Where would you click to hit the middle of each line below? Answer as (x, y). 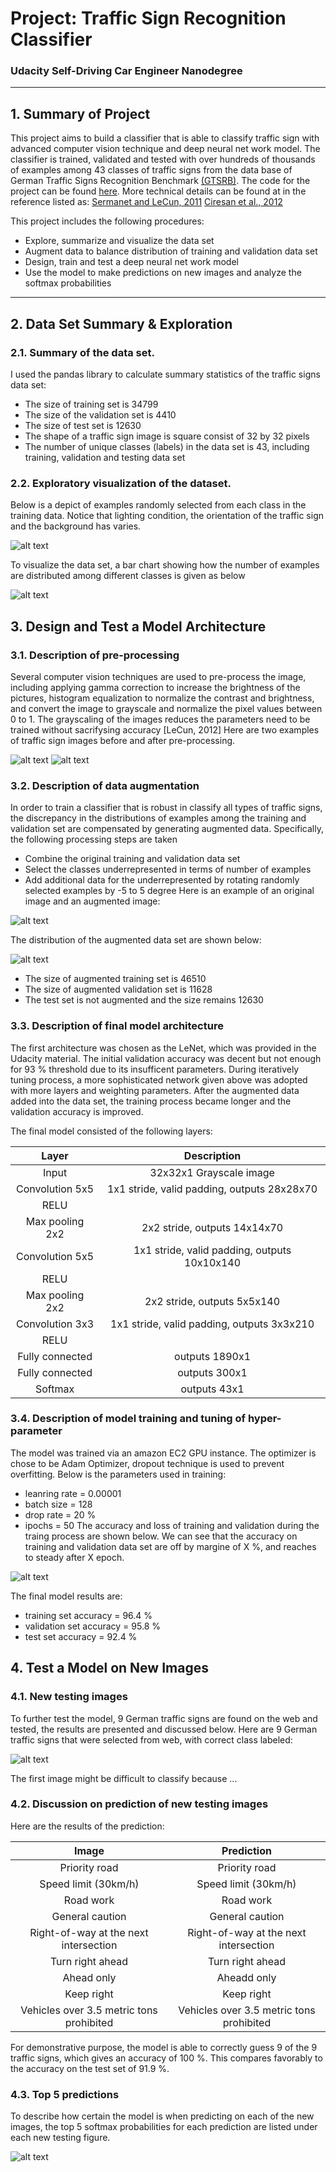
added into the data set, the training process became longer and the (151, 1101)
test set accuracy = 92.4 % (81, 1636)
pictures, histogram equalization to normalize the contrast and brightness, (162, 698)
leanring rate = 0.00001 (73, 1493)
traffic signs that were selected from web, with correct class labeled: (151, 1739)
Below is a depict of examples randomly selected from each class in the (158, 505)
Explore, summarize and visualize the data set (119, 241)
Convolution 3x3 (55, 1324)
